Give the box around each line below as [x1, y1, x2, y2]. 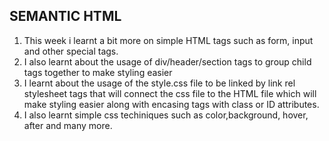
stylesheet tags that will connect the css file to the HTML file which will [23, 87, 317, 99]
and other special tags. [23, 45, 119, 57]
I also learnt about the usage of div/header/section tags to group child [23, 55, 312, 68]
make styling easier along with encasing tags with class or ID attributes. [23, 98, 320, 110]
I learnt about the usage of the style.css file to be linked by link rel [23, 77, 296, 89]
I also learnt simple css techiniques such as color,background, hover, [23, 109, 309, 121]
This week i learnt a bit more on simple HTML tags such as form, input [23, 34, 314, 46]
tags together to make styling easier [23, 66, 173, 78]
